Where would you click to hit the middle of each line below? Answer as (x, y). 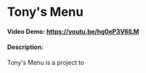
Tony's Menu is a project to (46, 62)
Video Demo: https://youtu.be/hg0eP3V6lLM (73, 31)
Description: (25, 47)
